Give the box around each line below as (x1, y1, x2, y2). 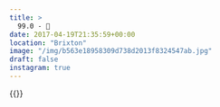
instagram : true (9, 64, 71, 73)
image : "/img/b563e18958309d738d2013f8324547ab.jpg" (9, 47, 213, 56)
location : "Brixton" (9, 38, 88, 48)
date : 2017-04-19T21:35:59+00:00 (9, 30, 136, 39)
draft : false (9, 55, 59, 64)
